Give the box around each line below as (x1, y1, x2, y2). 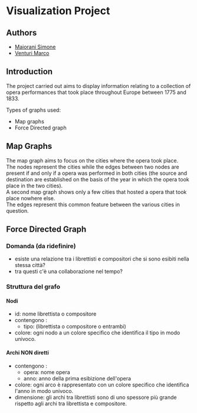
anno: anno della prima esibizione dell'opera (23, 375, 132, 382)
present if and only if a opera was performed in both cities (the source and (6, 170, 188, 177)
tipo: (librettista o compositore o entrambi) (23, 323, 127, 330)
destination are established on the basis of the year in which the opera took (6, 175, 190, 183)
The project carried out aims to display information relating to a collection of (6, 82, 191, 89)
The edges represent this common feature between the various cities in (6, 201, 180, 208)
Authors (6, 28, 37, 38)
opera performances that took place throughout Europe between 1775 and (6, 89, 187, 96)
